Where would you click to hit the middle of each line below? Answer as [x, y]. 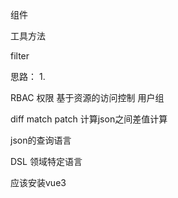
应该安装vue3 [38, 182]
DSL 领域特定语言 [46, 161]
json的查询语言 [41, 140]
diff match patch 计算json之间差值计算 [89, 119]
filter [20, 56]
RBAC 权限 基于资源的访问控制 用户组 [87, 97]
